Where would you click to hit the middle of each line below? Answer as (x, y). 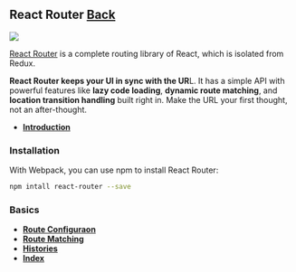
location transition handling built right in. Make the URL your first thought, (148, 99)
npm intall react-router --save (70, 187)
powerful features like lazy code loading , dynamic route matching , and (143, 90)
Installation (35, 150)
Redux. (23, 63)
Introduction (46, 127)
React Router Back (62, 15)
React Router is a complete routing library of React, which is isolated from (147, 53)
